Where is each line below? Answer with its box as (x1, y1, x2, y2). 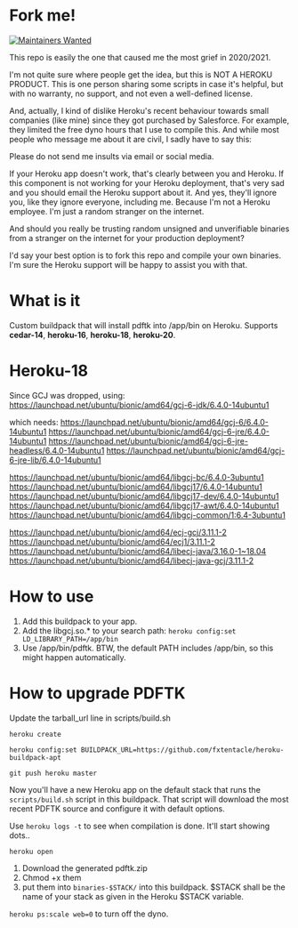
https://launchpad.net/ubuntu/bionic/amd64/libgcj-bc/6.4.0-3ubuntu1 (9, 472, 264, 482)
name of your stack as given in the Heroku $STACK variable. (21, 891, 245, 901)
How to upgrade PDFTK (9, 682, 186, 703)
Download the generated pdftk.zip (21, 862, 149, 873)
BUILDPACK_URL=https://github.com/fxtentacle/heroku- (80, 745, 285, 755)
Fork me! (9, 5, 77, 26)
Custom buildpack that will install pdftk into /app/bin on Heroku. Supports (9, 319, 278, 330)
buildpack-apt (9, 753, 62, 762)
